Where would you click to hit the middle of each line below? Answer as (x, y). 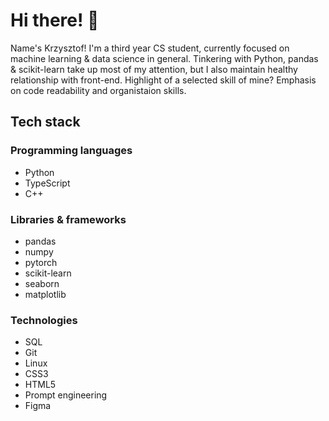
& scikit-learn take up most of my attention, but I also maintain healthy (154, 69)
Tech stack (45, 122)
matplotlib (45, 294)
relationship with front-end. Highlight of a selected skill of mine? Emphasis (163, 80)
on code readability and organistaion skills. (98, 90)
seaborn (42, 283)
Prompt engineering (66, 395)
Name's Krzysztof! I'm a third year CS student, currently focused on (150, 48)
